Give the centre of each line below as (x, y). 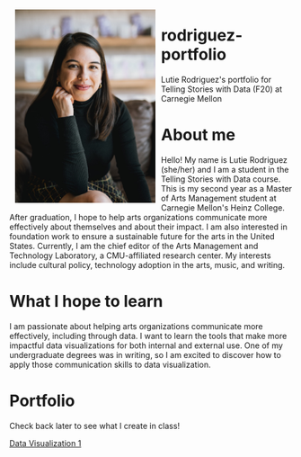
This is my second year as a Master (227, 188)
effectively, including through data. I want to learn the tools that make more (148, 336)
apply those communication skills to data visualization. (110, 364)
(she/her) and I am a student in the (225, 169)
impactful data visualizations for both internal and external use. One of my (146, 345)
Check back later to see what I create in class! (95, 426)
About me (199, 135)
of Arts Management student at (219, 198)
